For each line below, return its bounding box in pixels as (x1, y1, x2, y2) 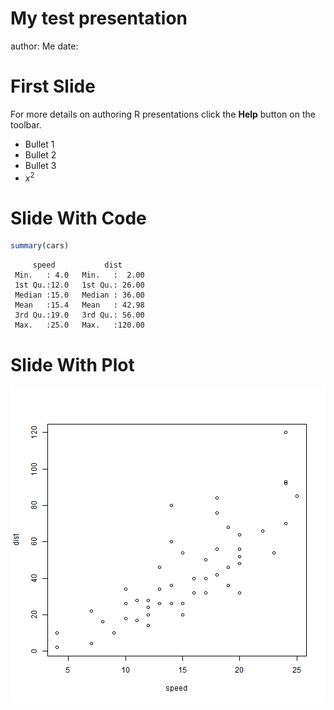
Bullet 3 (24, 159, 57, 171)
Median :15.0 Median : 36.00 (14, 290, 145, 301)
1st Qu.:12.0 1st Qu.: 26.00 (14, 280, 145, 291)
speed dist (32, 260, 123, 271)
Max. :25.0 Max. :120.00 (14, 320, 145, 331)
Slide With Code (10, 207, 147, 229)
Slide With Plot (10, 353, 135, 376)
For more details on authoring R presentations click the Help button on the (10, 108, 316, 120)
